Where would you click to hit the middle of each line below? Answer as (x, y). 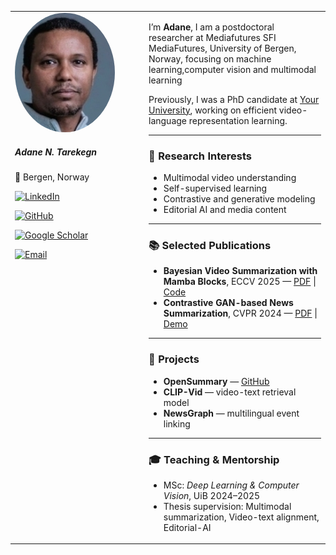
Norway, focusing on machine (210, 58)
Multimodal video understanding (230, 178)
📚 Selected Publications (210, 245)
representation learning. (238, 120)
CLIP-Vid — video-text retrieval (230, 392)
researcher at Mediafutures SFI (212, 37)
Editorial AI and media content (225, 210)
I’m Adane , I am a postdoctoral (211, 27)
